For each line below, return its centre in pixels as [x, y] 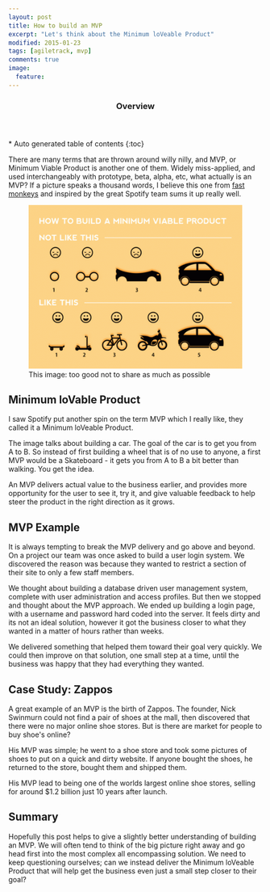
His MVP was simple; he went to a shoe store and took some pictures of [128, 751]
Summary [33, 817]
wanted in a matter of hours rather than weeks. [86, 631]
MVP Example [44, 527]
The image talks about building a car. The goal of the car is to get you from [132, 444]
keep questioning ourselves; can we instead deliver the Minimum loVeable [131, 862]
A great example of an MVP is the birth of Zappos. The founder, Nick [122, 709]
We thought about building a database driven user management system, [128, 588]
